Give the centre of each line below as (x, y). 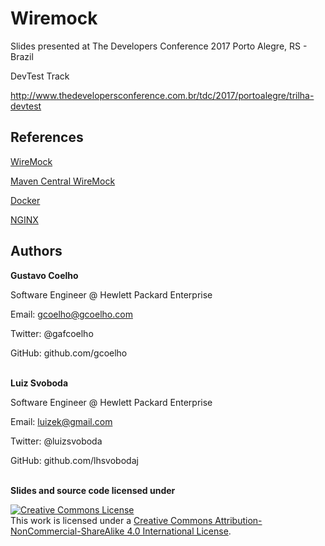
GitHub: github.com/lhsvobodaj (74, 460)
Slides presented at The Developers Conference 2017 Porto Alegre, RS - (159, 46)
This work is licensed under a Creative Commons (111, 520)
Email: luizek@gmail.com (61, 421)
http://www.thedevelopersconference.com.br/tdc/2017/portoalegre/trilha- (162, 95)
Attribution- (238, 520)
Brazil (22, 56)
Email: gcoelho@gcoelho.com (71, 314)
